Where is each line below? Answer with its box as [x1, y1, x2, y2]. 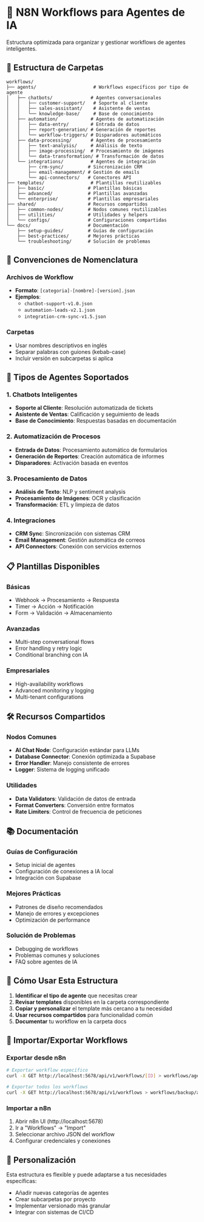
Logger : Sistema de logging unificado [15, 766, 110, 773]
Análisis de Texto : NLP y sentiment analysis [15, 488, 126, 495]
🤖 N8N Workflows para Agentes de [6, 5, 185, 19]
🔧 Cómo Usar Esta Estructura [6, 976, 118, 986]
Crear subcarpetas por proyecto [15, 1195, 96, 1203]
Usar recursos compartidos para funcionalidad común [15, 1011, 153, 1018]
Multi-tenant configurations [15, 693, 84, 700]
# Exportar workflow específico [6, 1067, 88, 1074]
